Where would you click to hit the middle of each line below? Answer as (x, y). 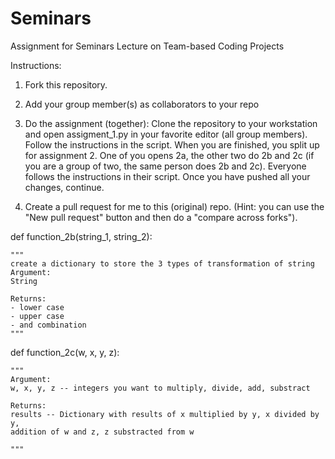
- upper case (37, 316)
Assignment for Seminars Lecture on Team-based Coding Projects (147, 46)
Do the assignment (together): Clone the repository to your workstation (171, 123)
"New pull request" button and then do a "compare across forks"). (161, 217)
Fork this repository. (66, 84)
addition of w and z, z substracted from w (102, 432)
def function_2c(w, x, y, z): (65, 352)
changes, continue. (64, 187)
